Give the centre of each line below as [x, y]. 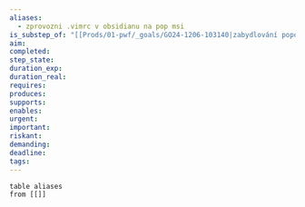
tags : [20, 161]
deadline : [28, 153]
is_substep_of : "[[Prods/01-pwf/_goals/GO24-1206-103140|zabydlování [144, 34]
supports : [28, 102]
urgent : [24, 119]
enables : [26, 111]
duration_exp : [36, 69]
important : [30, 128]
